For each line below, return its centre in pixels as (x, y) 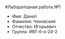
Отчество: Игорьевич (34, 26)
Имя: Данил (24, 16)
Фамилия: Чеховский (34, 21)
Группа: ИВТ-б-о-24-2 (35, 32)
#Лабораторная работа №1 (33, 7)
